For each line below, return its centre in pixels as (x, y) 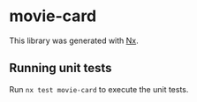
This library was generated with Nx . (74, 40)
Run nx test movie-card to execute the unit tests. (99, 89)
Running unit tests (61, 68)
